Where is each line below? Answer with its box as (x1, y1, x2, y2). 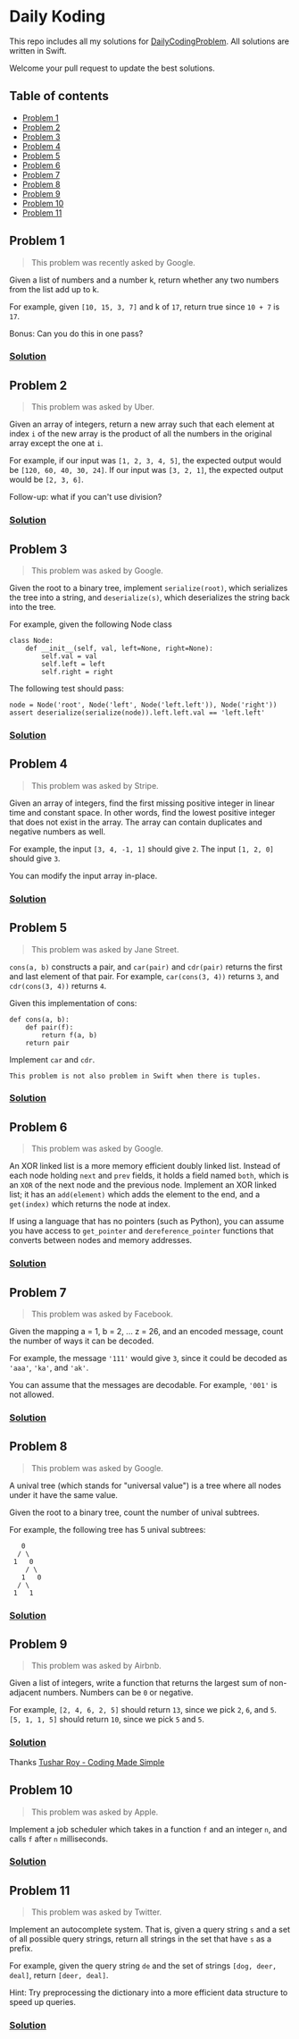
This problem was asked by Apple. (30, 1806, 159, 1817)
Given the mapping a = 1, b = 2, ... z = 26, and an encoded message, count (9, 1325, 284, 1336)
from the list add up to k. (9, 283, 100, 294)
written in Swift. (9, 45, 67, 55)
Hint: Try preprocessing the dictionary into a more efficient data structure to (9, 1987, 288, 1998)
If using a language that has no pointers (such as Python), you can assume (9, 1216, 285, 1227)
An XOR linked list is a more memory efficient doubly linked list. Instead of (9, 1161, 281, 1172)
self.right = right (41, 668, 114, 677)
